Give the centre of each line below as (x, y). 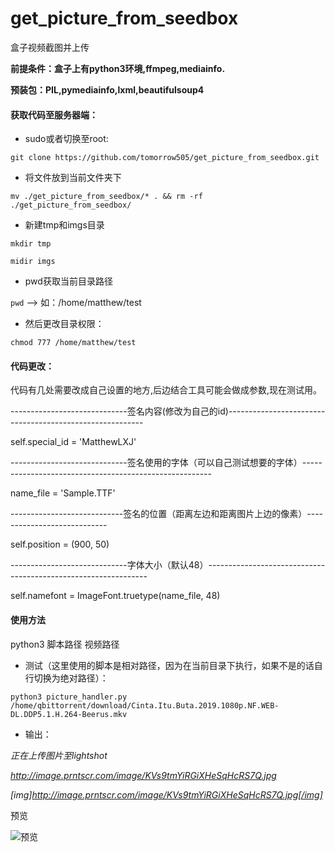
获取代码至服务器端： (54, 114)
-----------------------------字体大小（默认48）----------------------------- (168, 565)
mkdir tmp (31, 244)
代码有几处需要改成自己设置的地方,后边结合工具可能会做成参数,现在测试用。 (166, 390)
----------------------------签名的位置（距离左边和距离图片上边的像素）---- (167, 514)
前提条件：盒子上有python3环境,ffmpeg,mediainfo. (118, 68)
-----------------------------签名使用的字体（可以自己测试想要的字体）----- (166, 463)
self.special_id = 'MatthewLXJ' (73, 442)
